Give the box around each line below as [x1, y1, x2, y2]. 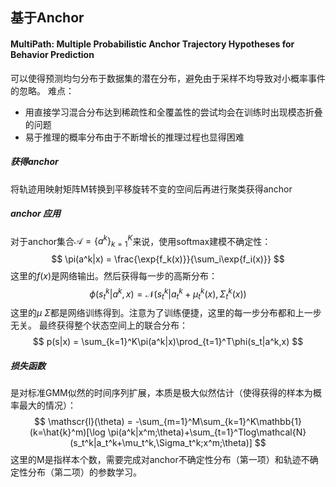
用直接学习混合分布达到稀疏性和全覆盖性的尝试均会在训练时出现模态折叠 [24, 106, 323, 118]
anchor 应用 [10, 208, 62, 220]
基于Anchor [10, 9, 85, 27]
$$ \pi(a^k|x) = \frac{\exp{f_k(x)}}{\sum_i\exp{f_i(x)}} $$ [51, 253, 285, 265]
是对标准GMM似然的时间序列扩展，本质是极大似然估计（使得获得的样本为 [10, 387, 313, 399]
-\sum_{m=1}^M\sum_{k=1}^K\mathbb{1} [134, 416, 302, 428]
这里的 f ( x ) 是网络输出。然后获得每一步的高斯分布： [10, 269, 218, 282]
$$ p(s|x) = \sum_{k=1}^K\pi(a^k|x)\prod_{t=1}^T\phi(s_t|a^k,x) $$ [32, 336, 304, 348]
